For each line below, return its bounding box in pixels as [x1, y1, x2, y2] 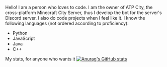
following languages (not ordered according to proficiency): [5, 20, 129, 26]
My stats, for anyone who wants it [5, 56, 75, 62]
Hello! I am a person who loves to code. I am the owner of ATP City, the [5, 5, 153, 10]
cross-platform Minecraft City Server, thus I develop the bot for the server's [5, 10, 162, 16]
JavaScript [12, 35, 35, 41]
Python [12, 30, 28, 36]
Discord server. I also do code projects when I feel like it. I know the [5, 15, 145, 21]
